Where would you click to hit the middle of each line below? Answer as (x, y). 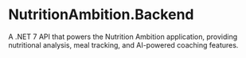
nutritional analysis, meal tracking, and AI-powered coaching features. (123, 44)
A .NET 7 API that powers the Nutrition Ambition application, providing (123, 37)
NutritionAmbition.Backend (101, 15)
